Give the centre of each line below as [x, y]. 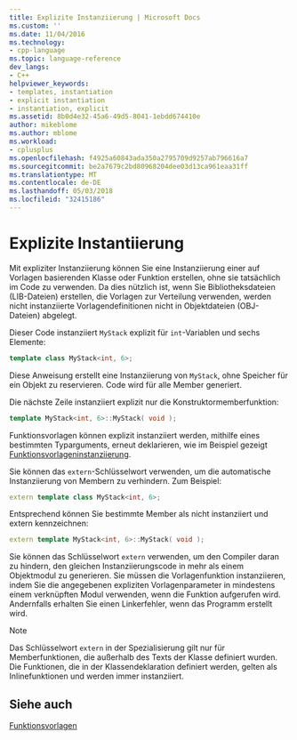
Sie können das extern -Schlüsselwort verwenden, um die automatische [140, 471]
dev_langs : [29, 68]
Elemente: [28, 342]
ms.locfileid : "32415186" [57, 200]
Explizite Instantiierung [97, 243]
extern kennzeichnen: [49, 523]
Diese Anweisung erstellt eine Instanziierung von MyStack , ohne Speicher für [149, 375]
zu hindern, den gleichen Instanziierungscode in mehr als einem [127, 567]
